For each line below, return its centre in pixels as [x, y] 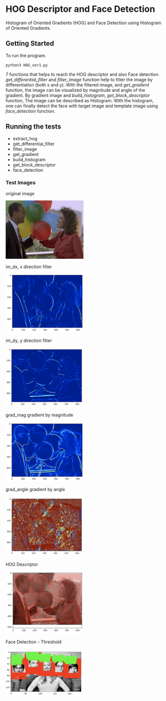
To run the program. [26, 55]
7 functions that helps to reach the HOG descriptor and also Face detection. [83, 74]
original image [20, 193]
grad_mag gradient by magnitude [40, 415]
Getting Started [30, 44]
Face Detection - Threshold [34, 642]
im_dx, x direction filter [29, 267]
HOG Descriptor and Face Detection [80, 9]
